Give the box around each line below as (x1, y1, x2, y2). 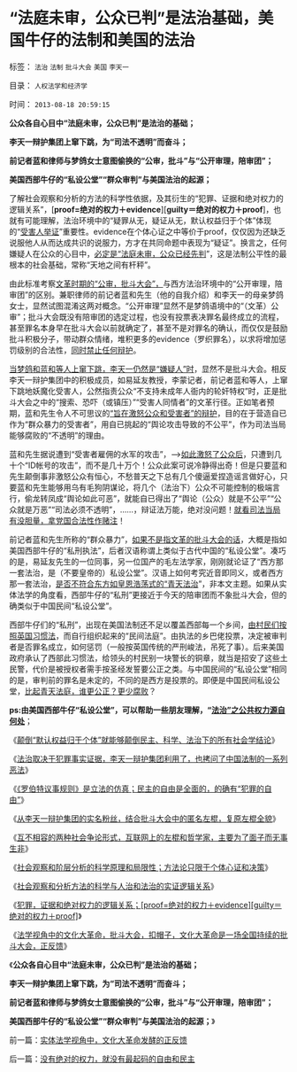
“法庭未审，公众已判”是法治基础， (9, 8, 259, 28)
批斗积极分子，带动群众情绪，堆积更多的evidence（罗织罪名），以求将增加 (9, 333, 279, 344)
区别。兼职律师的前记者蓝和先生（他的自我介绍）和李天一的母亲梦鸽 (35, 289, 285, 299)
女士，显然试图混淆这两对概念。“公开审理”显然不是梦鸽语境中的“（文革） (9, 300, 271, 311)
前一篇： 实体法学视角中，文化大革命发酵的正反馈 (9, 1034, 187, 1045)
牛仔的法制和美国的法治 (25, 30, 196, 50)
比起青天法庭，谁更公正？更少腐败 (25, 686, 148, 696)
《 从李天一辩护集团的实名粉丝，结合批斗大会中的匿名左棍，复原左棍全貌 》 (9, 812, 280, 824)
